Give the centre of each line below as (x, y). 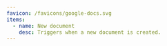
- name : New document (44, 26)
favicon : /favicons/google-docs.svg (59, 13)
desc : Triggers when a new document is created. (90, 32)
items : (16, 20)
